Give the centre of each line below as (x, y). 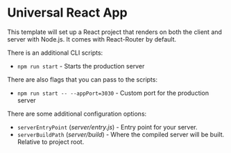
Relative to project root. (51, 142)
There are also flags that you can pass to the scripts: (83, 79)
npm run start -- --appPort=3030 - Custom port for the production (113, 93)
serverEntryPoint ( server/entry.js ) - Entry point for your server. (107, 127)
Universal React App (67, 13)
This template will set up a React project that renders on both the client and (114, 32)
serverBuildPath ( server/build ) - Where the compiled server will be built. (121, 134)
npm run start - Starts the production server (81, 66)
